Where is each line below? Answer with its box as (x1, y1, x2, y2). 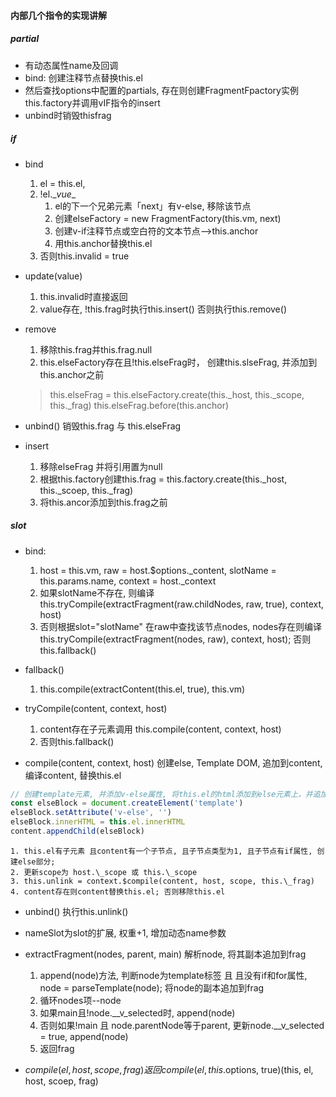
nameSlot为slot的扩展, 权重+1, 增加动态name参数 (24, 926, 227, 939)
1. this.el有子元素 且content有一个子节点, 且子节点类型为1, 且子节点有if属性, (10, 846, 313, 856)
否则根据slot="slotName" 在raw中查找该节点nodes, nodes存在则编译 (39, 620, 323, 632)
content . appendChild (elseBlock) (10, 826, 145, 836)
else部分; (17, 856, 56, 867)
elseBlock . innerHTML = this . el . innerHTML (10, 817, 186, 827)
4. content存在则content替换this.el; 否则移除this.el (10, 886, 226, 897)
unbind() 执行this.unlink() (24, 905, 129, 917)
